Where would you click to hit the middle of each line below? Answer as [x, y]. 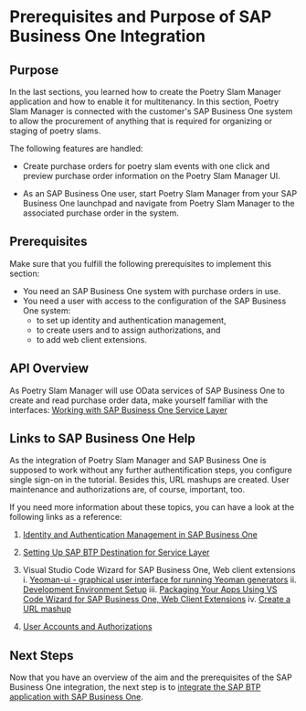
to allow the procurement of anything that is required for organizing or [141, 121]
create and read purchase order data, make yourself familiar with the [139, 400]
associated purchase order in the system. [101, 213]
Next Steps [42, 655]
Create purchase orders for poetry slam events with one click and [146, 166]
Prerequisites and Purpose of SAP [141, 17]
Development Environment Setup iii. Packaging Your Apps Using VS [150, 589]
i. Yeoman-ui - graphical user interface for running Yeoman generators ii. [159, 580]
